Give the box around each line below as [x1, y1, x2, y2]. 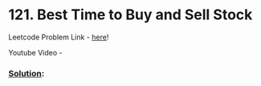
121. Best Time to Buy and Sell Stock [8, 6, 253, 24]
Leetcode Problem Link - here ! [8, 32, 109, 42]
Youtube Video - [8, 47, 63, 57]
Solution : [8, 68, 45, 79]
